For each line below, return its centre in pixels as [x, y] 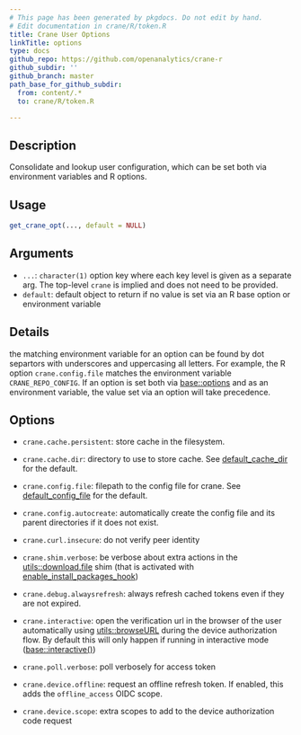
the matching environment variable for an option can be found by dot [137, 354]
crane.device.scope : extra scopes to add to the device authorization [148, 712]
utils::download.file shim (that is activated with [108, 567]
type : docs [30, 51]
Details [29, 332]
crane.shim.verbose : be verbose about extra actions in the [130, 557]
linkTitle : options [46, 43]
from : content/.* [50, 93]
